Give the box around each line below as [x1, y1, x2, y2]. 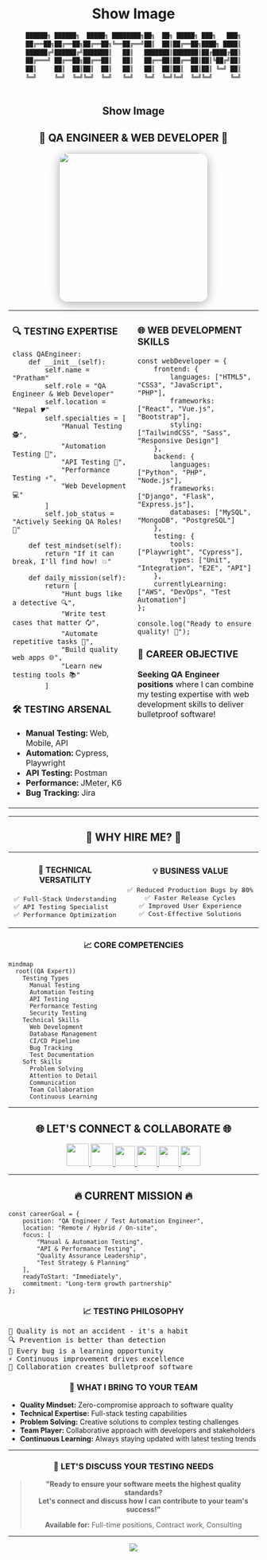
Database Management [29, 1030, 98, 1039]
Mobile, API [25, 737, 69, 748]
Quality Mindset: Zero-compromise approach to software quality [19, 1400, 234, 1410]
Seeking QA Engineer [137, 669, 220, 680]
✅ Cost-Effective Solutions [138, 910, 242, 918]
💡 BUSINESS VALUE [152, 865, 229, 876]
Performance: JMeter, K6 [25, 777, 122, 788]
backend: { [153, 451, 195, 461]
